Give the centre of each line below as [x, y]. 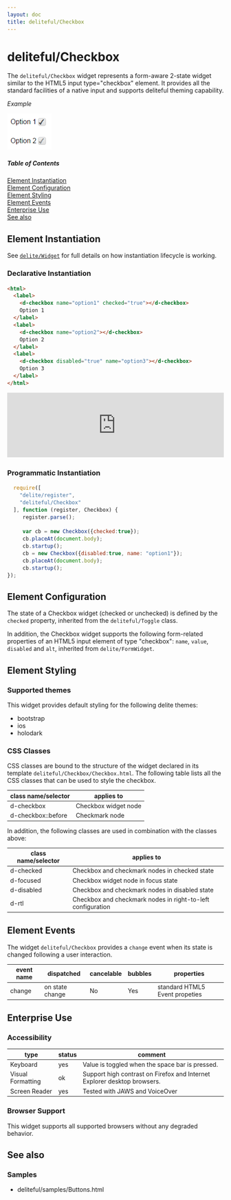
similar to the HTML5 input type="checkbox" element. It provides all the [109, 83]
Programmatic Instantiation [54, 472]
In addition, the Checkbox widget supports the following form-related [105, 634]
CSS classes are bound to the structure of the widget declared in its [103, 766]
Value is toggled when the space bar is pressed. [150, 1065]
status [67, 1054]
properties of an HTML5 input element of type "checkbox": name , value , [108, 641]
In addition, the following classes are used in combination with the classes [112, 830]
